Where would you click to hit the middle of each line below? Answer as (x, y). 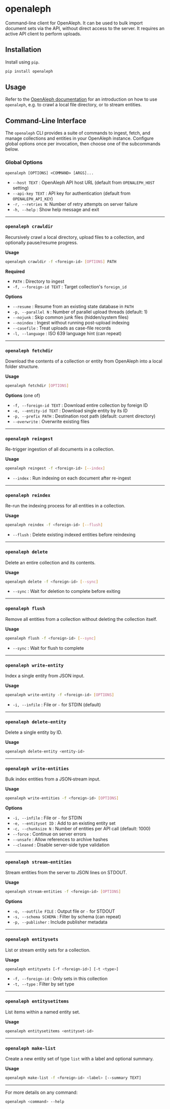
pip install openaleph (29, 71)
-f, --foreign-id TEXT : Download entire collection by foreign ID (80, 405)
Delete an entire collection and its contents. (51, 562)
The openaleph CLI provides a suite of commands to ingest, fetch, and (78, 133)
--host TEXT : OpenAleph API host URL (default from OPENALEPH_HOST (84, 182)
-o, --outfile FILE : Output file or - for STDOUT (64, 911)
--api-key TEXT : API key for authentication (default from (71, 193)
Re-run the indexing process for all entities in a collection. (65, 506)
